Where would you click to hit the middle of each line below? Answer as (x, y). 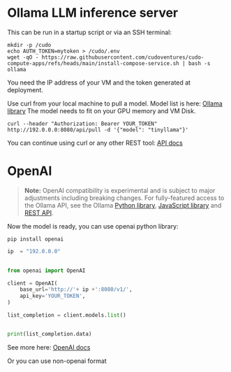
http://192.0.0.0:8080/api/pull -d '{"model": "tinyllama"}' (98, 130)
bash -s (199, 63)
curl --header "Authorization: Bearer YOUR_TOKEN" (82, 124)
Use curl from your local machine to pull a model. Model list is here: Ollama (115, 103)
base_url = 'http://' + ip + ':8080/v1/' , (76, 289)
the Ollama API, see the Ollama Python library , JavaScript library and (123, 205)
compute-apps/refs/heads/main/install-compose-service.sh (93, 63)
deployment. (25, 90)
